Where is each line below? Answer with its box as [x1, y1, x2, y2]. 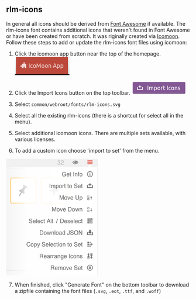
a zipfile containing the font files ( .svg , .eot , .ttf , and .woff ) [14, 287, 161, 294]
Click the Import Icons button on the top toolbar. [14, 89, 130, 96]
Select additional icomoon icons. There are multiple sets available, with [14, 129, 186, 136]
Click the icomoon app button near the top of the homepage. [14, 50, 161, 57]
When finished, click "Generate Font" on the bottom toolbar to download [14, 281, 190, 288]
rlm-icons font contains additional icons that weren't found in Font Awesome [6, 26, 190, 33]
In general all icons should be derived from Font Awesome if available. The [6, 20, 186, 27]
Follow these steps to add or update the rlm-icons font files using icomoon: [6, 39, 187, 46]
